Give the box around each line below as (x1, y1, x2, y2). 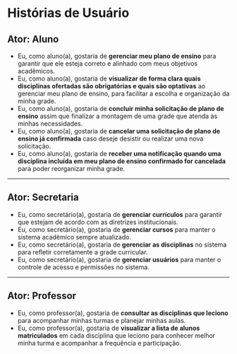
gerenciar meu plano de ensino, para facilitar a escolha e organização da (17, 90, 230, 98)
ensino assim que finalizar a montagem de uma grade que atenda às (17, 112, 218, 120)
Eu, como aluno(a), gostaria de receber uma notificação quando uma (17, 150, 221, 158)
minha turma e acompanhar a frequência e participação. (17, 338, 182, 347)
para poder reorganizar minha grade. (17, 165, 126, 172)
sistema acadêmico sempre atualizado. (17, 232, 132, 241)
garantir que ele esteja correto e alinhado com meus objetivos (17, 59, 198, 68)
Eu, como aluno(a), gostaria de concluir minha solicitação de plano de (17, 105, 224, 112)
